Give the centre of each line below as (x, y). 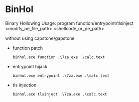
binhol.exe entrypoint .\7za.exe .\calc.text (61, 76)
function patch (28, 48)
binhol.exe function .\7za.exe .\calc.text (59, 57)
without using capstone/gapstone (40, 38)
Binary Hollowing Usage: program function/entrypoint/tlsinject (69, 23)
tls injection (24, 85)
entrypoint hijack (30, 66)
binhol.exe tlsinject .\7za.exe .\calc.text (60, 94)
